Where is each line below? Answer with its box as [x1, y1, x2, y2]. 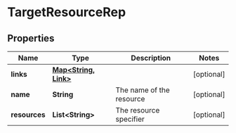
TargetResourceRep [7, 4, 126, 20]
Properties [7, 32, 55, 44]
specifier [115, 114, 145, 124]
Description [131, 53, 171, 63]
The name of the [115, 85, 170, 95]
